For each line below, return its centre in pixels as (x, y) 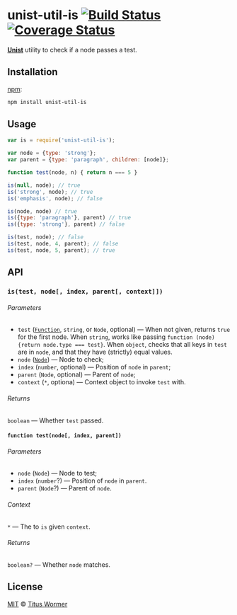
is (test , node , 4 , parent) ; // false (63, 244)
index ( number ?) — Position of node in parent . (82, 481)
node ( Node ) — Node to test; (57, 473)
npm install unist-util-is (47, 102)
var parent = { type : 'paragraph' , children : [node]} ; (88, 160)
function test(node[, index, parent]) (64, 436)
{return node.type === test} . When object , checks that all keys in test (122, 345)
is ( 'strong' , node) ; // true (50, 192)
